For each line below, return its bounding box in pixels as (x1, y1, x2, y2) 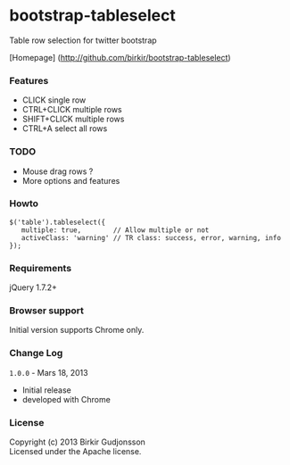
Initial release (21, 385, 71, 395)
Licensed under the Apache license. (9, 446, 142, 457)
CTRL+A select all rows (21, 123, 108, 134)
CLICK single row (21, 95, 87, 105)
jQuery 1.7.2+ (9, 282, 58, 293)
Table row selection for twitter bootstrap (9, 35, 158, 46)
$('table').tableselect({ (9, 218, 105, 227)
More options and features (21, 175, 120, 186)
